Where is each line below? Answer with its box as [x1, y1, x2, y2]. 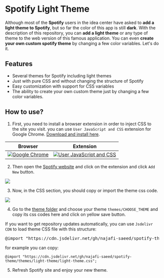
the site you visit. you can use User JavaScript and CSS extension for [12, 126, 151, 132]
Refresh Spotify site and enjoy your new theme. [12, 267, 108, 273]
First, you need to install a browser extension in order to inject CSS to [12, 121, 152, 127]
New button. [12, 169, 35, 175]
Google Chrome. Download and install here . [12, 131, 100, 137]
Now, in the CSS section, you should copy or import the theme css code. [12, 187, 159, 193]
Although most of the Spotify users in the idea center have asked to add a [5, 20, 155, 25]
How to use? [5, 108, 44, 116]
